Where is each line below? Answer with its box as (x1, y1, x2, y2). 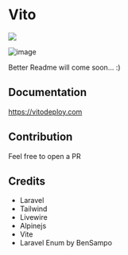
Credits (8, 174, 46, 188)
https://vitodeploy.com (8, 106, 83, 117)
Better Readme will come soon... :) (8, 62, 121, 72)
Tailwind (19, 204, 48, 213)
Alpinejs (19, 221, 47, 231)
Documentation (8, 86, 87, 99)
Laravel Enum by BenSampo (19, 238, 113, 248)
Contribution (8, 130, 73, 144)
